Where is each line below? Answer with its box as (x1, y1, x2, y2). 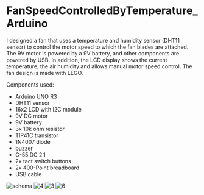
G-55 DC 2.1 (15, 151, 46, 158)
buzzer (15, 144, 33, 152)
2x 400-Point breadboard (15, 164, 80, 171)
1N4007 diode (15, 138, 51, 145)
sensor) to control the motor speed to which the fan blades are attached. (6, 43, 189, 51)
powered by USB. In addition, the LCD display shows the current (6, 56, 167, 63)
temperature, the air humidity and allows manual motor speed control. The (6, 62, 193, 70)
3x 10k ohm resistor (15, 125, 65, 132)
